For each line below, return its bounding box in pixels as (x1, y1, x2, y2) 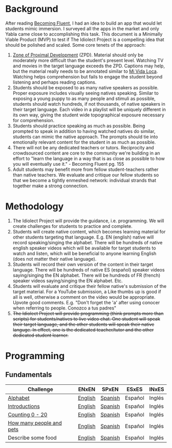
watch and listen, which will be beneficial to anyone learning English (12, 250, 157, 257)
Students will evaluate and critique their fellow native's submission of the (12, 283, 167, 289)
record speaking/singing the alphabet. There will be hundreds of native (12, 239, 163, 245)
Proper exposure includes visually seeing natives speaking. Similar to (12, 90, 159, 96)
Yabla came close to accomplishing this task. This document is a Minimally (5, 31, 163, 37)
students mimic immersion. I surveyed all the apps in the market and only (5, 25, 160, 31)
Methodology (5, 201, 64, 212)
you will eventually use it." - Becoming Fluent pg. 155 (12, 161, 124, 167)
